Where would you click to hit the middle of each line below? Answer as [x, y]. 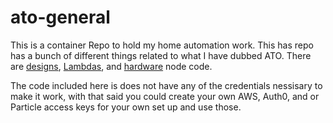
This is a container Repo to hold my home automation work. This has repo [162, 45]
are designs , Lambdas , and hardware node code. [111, 66]
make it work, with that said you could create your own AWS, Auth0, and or [165, 96]
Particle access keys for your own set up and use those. [126, 107]
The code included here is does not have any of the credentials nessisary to [166, 85]
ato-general [60, 17]
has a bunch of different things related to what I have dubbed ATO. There [161, 55]
